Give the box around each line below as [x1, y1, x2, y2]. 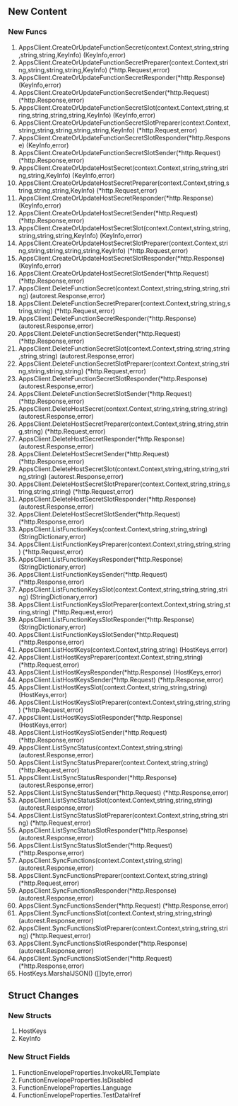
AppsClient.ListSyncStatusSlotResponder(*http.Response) [18, 825, 189, 835]
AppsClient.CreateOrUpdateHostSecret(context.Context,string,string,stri [18, 163, 229, 172]
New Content [8, 6, 68, 18]
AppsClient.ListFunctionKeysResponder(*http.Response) [18, 555, 184, 563]
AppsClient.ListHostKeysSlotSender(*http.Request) [18, 728, 168, 736]
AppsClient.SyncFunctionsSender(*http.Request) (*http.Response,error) [18, 901, 229, 910]
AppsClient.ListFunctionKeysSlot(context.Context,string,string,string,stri [18, 585, 228, 594]
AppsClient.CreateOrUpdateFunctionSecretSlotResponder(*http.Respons [18, 133, 231, 142]
